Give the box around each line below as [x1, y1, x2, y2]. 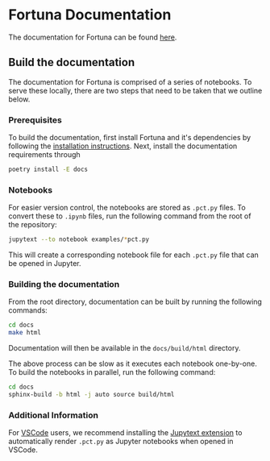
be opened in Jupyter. [8, 259, 82, 268]
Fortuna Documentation [8, 6, 172, 24]
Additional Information [8, 409, 99, 421]
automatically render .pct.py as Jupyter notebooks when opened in [8, 437, 234, 446]
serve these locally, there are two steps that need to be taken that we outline [8, 85, 263, 95]
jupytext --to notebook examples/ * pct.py [8, 235, 150, 243]
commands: [8, 305, 48, 315]
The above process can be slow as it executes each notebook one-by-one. [8, 359, 258, 368]
